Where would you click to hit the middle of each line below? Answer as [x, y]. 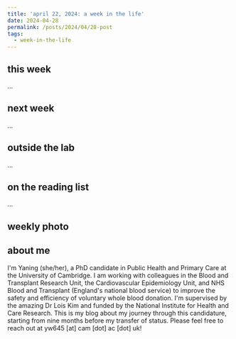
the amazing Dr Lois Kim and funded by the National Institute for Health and [118, 305]
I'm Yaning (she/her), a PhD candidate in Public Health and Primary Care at [117, 267]
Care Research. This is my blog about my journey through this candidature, [117, 313]
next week [31, 108]
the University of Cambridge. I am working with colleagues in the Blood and [118, 275]
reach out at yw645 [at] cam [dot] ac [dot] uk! [75, 328]
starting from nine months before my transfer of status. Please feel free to [116, 321]
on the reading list [48, 187]
